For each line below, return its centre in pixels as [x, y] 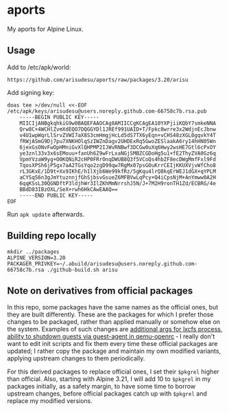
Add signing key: [31, 92]
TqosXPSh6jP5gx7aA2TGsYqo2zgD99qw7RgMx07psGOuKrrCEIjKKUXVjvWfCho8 [118, 165]
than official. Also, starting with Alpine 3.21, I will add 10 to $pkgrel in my [109, 379]
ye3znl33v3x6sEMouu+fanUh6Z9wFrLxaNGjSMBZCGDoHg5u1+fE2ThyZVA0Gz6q [118, 153]
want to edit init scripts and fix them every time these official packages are [112, 344]
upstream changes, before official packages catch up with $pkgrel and [107, 393]
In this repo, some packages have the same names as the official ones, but [113, 307]
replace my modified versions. [50, 401]
